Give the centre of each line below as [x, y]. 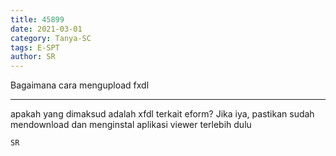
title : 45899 [37, 19]
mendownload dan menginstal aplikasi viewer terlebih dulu [131, 125]
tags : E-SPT [35, 47]
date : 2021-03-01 [46, 29]
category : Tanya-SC [51, 38]
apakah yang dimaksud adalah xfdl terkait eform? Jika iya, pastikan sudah [162, 114]
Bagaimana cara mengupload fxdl [80, 85]
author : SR [33, 57]
